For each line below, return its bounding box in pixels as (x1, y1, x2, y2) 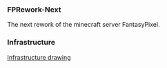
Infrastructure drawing (7, 53, 71, 61)
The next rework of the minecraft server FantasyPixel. (7, 21, 160, 29)
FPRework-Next (7, 5, 61, 14)
